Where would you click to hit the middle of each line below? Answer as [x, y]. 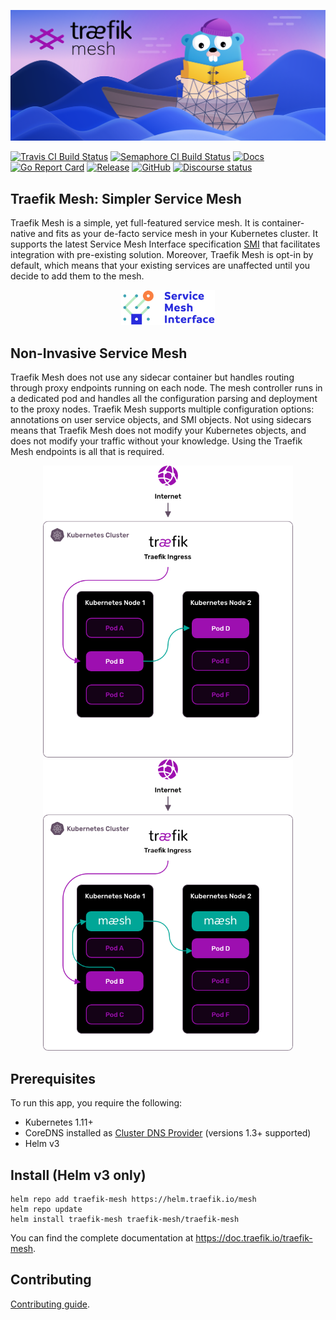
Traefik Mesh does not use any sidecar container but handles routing [152, 377]
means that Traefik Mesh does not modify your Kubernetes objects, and [158, 431]
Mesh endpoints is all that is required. [87, 452]
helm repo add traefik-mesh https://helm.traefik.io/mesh [133, 1199]
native [23, 233]
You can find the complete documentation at [102, 1237]
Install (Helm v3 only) [78, 1175]
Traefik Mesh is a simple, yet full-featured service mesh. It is [135, 222]
